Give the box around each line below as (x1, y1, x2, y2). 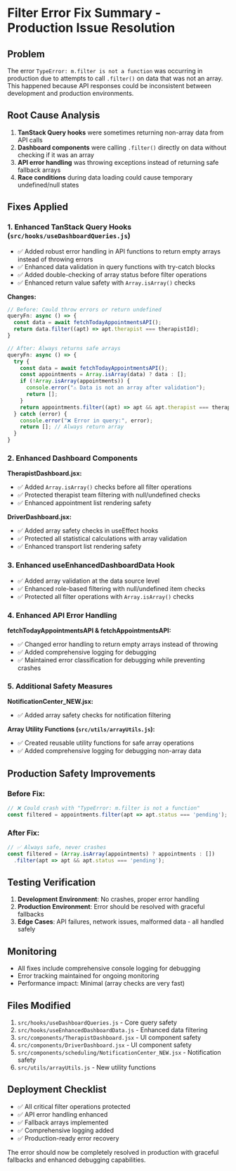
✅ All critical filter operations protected (17, 1102, 131, 1110)
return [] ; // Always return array (20, 423, 124, 430)
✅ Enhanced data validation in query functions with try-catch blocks (17, 262, 216, 271)
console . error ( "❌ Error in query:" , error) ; (20, 417, 153, 424)
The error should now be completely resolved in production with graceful (7, 1148, 219, 1156)
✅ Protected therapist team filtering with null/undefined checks (17, 491, 201, 500)
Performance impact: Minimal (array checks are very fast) (17, 979, 185, 988)
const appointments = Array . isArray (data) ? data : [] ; (20, 371, 188, 378)
